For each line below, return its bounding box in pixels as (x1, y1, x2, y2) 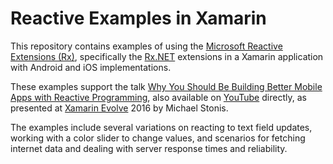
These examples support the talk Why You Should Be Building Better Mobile (10, 80, 323, 92)
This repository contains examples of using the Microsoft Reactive (10, 40, 283, 52)
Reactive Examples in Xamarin (10, 7, 267, 30)
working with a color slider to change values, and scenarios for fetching (10, 132, 306, 144)
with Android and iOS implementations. (10, 61, 172, 73)
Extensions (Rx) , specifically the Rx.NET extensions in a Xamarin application (10, 50, 324, 62)
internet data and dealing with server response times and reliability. (10, 142, 288, 154)
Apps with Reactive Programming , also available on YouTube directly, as (10, 91, 307, 103)
